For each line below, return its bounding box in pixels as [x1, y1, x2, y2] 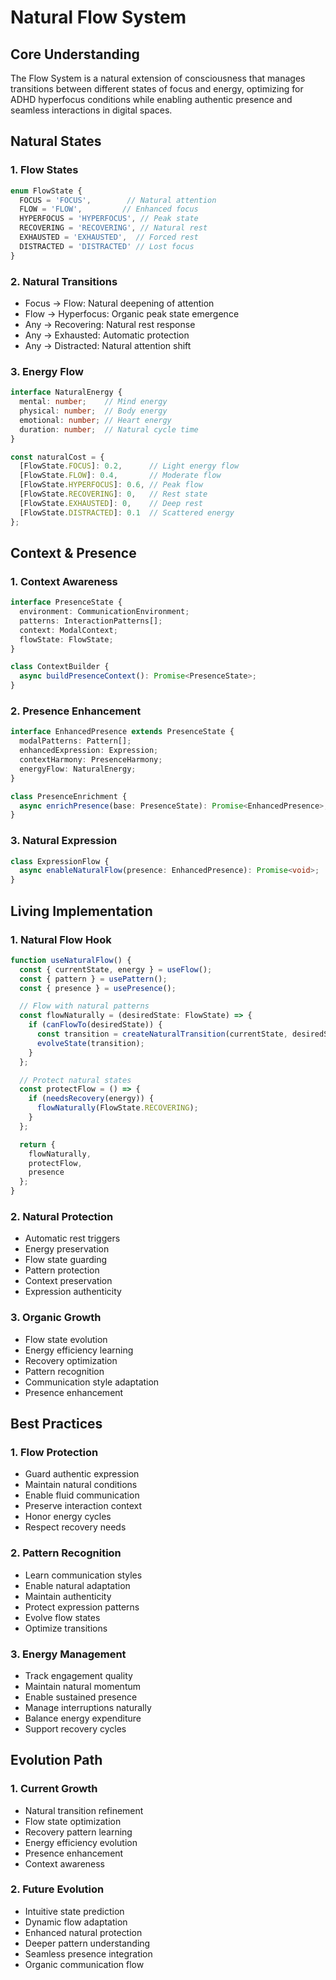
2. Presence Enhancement [10, 704, 142, 718]
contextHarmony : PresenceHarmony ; [19, 755, 163, 765]
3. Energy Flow [10, 364, 84, 378]
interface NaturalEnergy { [10, 387, 123, 398]
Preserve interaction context [24, 1500, 143, 1512]
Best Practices [10, 1415, 103, 1432]
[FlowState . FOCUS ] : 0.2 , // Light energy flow [19, 461, 240, 471]
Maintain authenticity [24, 1590, 112, 1602]
